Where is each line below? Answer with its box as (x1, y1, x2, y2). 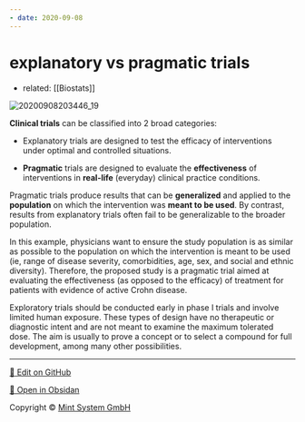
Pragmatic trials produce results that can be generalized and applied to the (9, 190, 291, 201)
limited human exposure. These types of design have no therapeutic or (9, 311, 275, 322)
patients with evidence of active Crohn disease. (9, 284, 188, 295)
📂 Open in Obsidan (9, 384, 80, 395)
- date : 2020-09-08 (9, 13, 84, 23)
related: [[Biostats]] (22, 83, 95, 93)
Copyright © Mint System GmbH (9, 401, 132, 413)
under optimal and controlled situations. (22, 144, 172, 155)
